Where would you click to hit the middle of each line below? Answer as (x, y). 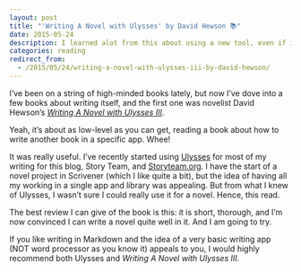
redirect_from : (38, 59)
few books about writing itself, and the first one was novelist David (132, 102)
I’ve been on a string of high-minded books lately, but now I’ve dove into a (146, 93)
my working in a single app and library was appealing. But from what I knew (149, 185)
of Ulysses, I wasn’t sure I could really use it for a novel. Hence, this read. (145, 195)
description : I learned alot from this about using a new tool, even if (148, 43)
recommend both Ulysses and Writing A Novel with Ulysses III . (125, 258)
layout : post (34, 18)
